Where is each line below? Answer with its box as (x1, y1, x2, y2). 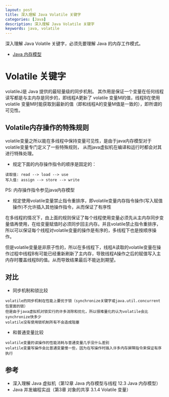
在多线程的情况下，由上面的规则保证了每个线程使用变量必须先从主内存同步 (5, 215, 159, 221)
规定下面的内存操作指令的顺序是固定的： (12, 161, 97, 167)
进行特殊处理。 (5, 150, 36, 156)
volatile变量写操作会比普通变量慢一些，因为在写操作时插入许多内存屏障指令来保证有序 (5, 346, 162, 351)
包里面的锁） (5, 303, 28, 309)
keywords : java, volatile (5, 26, 59, 31)
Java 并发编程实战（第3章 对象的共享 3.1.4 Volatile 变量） (12, 386, 131, 392)
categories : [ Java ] (5, 17, 46, 22)
